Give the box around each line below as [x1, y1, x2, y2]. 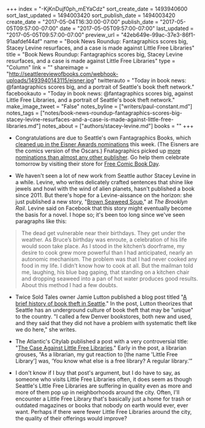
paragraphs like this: [15, 217, 67, 225]
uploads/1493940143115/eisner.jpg [6, 77, 94, 84]
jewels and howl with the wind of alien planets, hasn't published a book [15, 185, 195, 192]
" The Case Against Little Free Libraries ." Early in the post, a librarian [15, 344, 187, 351]
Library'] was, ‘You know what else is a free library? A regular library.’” [15, 358, 193, 364]
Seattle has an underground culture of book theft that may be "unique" [15, 306, 194, 313]
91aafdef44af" [6, 38, 43, 45]
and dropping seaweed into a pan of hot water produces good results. [21, 275, 198, 282]
